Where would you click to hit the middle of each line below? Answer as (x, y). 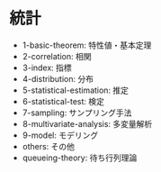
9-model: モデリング (60, 135)
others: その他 (48, 146)
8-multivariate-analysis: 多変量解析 (87, 123)
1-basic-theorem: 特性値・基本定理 (87, 45)
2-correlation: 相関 (57, 56)
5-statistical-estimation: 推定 (75, 90)
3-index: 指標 (47, 68)
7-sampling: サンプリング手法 (77, 113)
